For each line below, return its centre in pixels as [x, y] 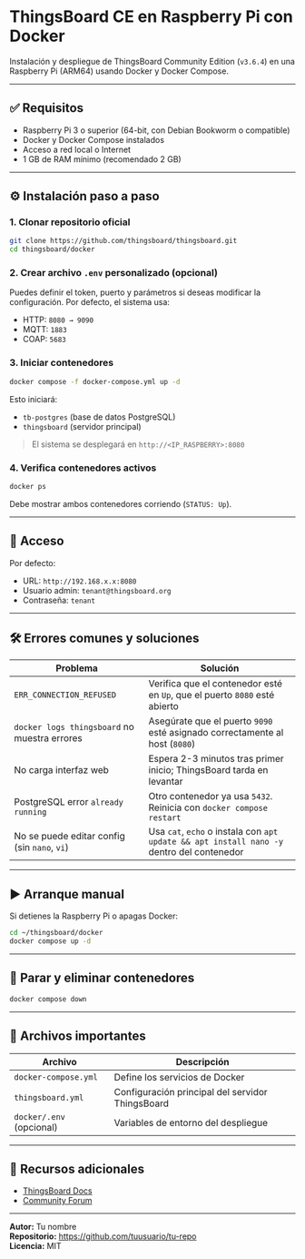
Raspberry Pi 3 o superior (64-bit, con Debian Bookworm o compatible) [156, 130]
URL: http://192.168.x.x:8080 [79, 581]
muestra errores [49, 738]
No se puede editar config [69, 837]
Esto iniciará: [34, 399]
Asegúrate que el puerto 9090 [211, 721]
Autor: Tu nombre [43, 1227]
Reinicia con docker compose [208, 807]
